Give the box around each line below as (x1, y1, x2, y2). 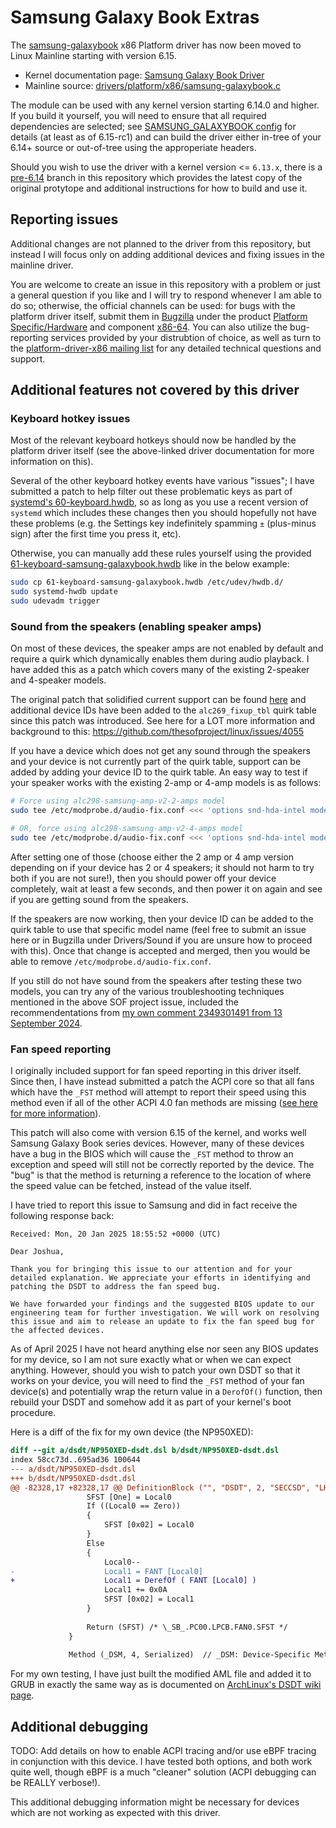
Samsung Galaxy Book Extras (10, 6, 260, 29)
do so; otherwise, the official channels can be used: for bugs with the (10, 299, 296, 311)
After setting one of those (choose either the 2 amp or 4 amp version (10, 851, 295, 863)
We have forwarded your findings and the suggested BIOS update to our (10, 1299, 315, 1310)
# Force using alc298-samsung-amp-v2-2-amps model (10, 796, 226, 806)
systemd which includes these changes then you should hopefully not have (10, 507, 317, 519)
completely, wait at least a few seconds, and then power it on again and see (10, 882, 323, 895)
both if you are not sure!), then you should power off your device (10, 872, 277, 884)
